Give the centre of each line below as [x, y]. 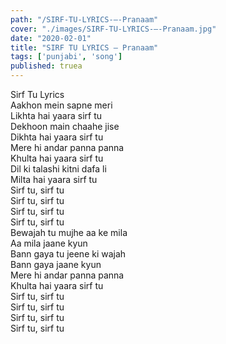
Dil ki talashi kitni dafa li [58, 169]
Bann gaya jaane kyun [56, 264]
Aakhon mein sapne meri [61, 105]
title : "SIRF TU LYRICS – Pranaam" [84, 47]
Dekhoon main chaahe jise [65, 126]
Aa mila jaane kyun [49, 243]
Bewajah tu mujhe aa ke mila [69, 232]
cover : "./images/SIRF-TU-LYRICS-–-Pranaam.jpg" [113, 29]
